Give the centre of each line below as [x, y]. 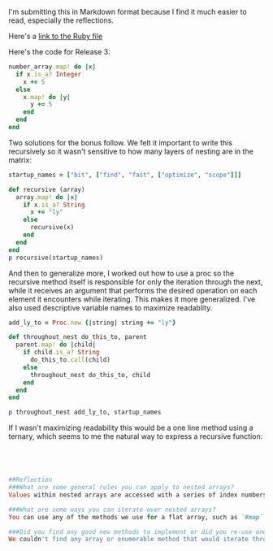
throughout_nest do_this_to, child [90, 375]
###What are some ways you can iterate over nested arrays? [113, 510]
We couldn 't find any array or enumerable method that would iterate [129, 540]
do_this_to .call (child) [70, 360]
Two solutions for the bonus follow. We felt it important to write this [121, 142]
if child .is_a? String [61, 353]
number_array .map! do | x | [52, 67]
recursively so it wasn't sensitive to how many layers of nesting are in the [131, 151]
